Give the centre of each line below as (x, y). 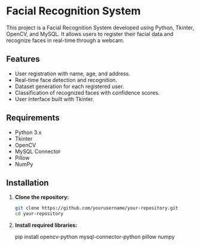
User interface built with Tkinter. (54, 99)
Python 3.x (28, 132)
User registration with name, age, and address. (73, 74)
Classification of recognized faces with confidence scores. (87, 92)
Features (23, 59)
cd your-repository (39, 214)
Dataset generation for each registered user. (69, 86)
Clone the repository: (42, 197)
